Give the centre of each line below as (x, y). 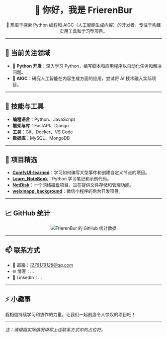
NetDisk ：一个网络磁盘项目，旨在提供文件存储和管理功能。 (73, 185)
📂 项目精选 (21, 160)
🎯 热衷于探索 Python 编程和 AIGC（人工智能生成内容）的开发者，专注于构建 (83, 25)
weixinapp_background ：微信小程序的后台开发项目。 (68, 191)
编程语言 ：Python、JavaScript (44, 119)
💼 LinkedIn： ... (27, 277)
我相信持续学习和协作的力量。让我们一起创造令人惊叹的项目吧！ (70, 314)
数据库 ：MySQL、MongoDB (41, 138)
